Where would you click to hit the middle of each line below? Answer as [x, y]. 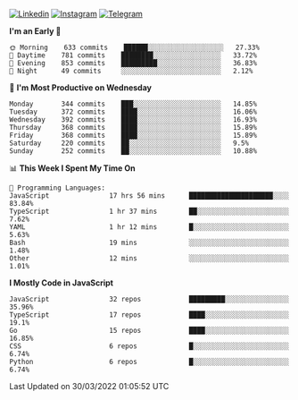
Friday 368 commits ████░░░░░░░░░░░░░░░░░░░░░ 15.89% [133, 135]
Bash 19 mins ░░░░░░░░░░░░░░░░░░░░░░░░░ [149, 243]
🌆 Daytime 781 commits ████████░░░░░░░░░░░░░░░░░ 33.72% [133, 55]
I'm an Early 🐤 [35, 31]
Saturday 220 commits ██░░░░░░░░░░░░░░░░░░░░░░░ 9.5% [129, 143]
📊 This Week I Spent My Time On [72, 168]
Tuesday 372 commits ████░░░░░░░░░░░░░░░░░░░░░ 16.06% [133, 112]
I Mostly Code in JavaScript [62, 283]
